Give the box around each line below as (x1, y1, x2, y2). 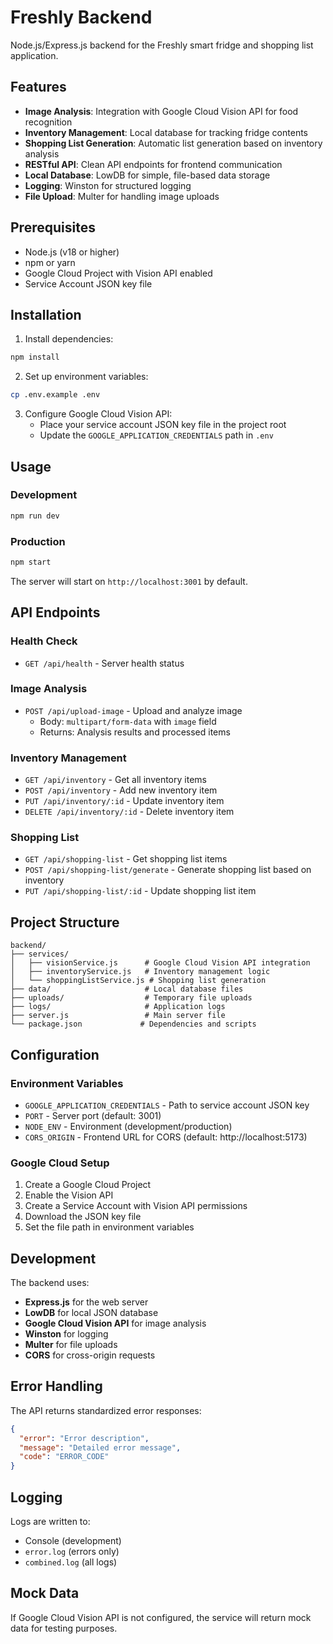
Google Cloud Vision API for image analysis (24, 1317, 207, 1330)
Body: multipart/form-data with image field (39, 715, 217, 727)
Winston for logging (24, 1328, 109, 1340)
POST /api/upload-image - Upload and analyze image (24, 704, 243, 716)
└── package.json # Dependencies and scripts (10, 1019, 257, 1030)
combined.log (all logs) (24, 1556, 118, 1568)
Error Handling (10, 1378, 103, 1395)
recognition (24, 116, 73, 128)
